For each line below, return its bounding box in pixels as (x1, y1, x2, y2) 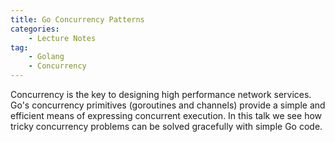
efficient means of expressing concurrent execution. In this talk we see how (10, 110, 323, 121)
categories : (10, 24, 60, 34)
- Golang (28, 52, 65, 62)
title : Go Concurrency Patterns (10, 14, 145, 25)
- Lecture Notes (28, 33, 97, 43)
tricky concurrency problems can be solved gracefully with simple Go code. (10, 121, 323, 132)
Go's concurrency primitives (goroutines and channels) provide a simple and (10, 99, 326, 111)
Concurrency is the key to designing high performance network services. (10, 89, 312, 100)
